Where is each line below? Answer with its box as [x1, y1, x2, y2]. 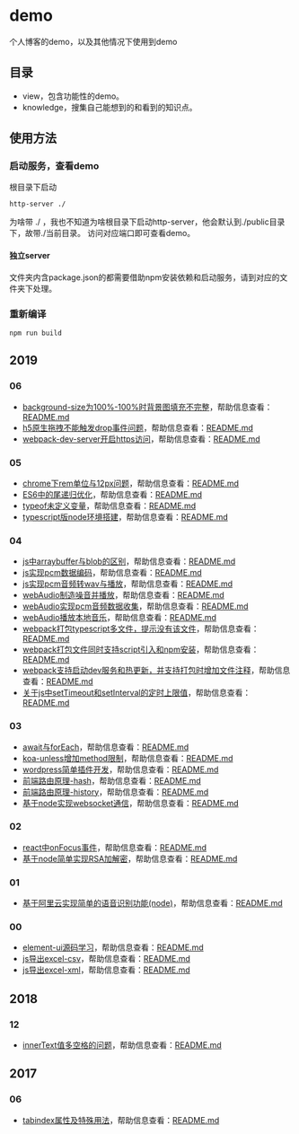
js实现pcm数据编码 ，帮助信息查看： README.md [22, 567, 202, 578]
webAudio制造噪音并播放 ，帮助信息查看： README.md [22, 590, 224, 601]
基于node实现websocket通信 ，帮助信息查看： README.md [22, 797, 240, 808]
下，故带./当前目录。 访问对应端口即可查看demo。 [9, 228, 196, 239]
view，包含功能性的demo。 [22, 91, 124, 101]
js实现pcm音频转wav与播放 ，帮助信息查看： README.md [22, 578, 233, 589]
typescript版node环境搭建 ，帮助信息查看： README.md [22, 511, 229, 522]
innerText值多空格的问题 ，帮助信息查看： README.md [22, 1040, 222, 1050]
